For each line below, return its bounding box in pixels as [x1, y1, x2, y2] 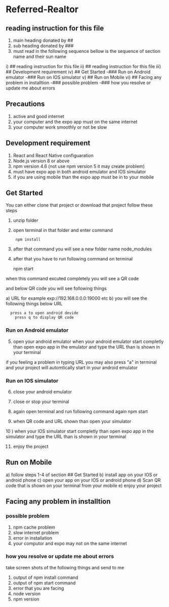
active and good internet [13, 113, 65, 119]
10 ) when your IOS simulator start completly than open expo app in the [6, 428, 154, 435]
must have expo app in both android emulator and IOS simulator [13, 168, 146, 175]
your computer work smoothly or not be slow [13, 124, 107, 130]
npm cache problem [13, 524, 55, 530]
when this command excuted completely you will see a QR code [6, 276, 139, 282]
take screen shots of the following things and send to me [6, 564, 124, 570]
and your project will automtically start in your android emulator [6, 364, 138, 370]
